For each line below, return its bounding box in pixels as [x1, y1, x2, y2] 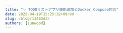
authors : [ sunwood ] [5, 20, 46, 26]
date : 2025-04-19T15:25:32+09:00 [5, 12, 74, 16]
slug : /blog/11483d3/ [5, 16, 50, 21]
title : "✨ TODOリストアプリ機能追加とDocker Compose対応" [5, 7, 119, 12]
